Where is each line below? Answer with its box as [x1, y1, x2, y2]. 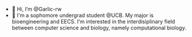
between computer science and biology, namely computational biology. [11, 24, 187, 31]
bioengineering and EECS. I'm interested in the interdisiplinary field [11, 18, 175, 25]
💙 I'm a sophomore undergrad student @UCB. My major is [11, 12, 154, 19]
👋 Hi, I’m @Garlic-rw [11, 6, 62, 12]
